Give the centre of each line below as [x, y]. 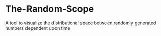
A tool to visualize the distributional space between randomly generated [81, 23]
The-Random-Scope [50, 9]
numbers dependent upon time [38, 28]
